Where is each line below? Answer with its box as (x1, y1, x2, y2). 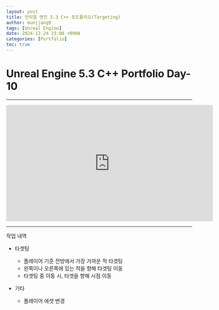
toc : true (6, 42, 31, 48)
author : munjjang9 (6, 19, 51, 25)
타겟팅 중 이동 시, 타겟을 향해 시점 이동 (23, 272, 112, 279)
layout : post (6, 8, 38, 15)
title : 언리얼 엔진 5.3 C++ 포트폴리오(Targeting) (6, 14, 121, 20)
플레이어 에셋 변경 (23, 297, 65, 304)
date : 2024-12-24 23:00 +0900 (6, 31, 81, 37)
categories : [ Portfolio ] (6, 36, 67, 42)
